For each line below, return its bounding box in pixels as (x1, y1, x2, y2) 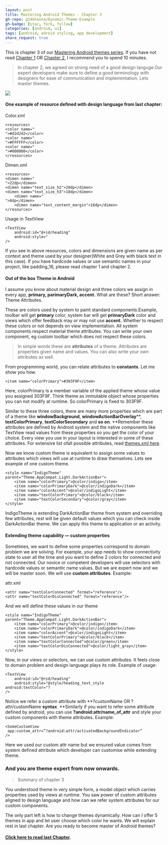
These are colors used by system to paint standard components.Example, (5, 307, 157, 313)
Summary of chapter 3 (17, 777, 64, 783)
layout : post (5, 7, 33, 13)
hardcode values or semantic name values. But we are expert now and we (5, 565, 158, 571)
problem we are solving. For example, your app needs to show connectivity (5, 549, 160, 555)
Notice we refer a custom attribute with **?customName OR (5, 698, 130, 705)
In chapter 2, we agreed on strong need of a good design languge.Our (17, 64, 162, 71)
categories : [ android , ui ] (5, 26, 62, 31)
